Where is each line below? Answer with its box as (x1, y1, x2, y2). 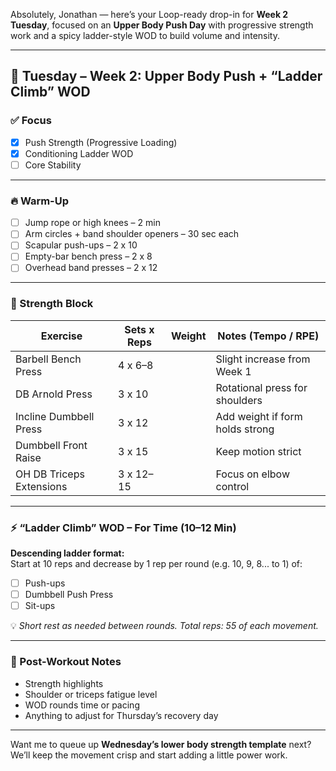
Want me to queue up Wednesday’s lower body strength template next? (10, 738, 312, 750)
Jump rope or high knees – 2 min (24, 217, 161, 229)
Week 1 (215, 364, 252, 378)
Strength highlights (24, 677, 104, 689)
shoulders (215, 393, 263, 407)
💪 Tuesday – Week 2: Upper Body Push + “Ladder (10, 68, 323, 85)
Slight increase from (215, 352, 311, 366)
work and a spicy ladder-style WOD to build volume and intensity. (10, 30, 280, 41)
